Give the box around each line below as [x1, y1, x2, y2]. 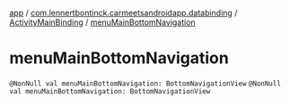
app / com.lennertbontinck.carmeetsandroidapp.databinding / [9, 8, 238, 18]
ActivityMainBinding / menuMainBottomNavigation [9, 17, 196, 28]
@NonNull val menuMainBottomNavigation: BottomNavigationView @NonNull [9, 79, 281, 88]
